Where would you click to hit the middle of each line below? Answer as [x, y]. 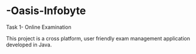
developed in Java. [29, 45]
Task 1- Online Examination [39, 27]
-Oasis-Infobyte [46, 11]
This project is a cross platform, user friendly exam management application [98, 38]
